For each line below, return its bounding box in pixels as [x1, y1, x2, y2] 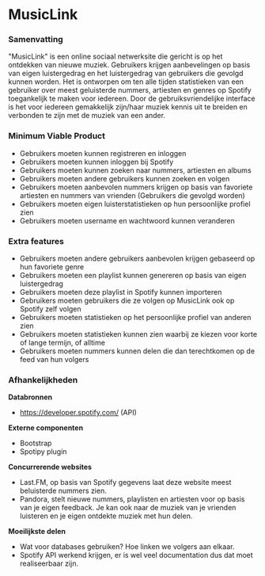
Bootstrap [19, 438, 52, 448]
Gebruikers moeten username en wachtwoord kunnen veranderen [19, 216, 236, 225]
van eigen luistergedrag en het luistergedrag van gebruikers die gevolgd [8, 69, 244, 78]
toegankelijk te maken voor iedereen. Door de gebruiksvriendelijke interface [8, 93, 256, 104]
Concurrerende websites [8, 462, 93, 472]
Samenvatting [8, 34, 63, 45]
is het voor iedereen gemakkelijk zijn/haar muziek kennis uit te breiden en [8, 102, 248, 112]
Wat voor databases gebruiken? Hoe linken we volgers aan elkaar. [19, 542, 235, 551]
